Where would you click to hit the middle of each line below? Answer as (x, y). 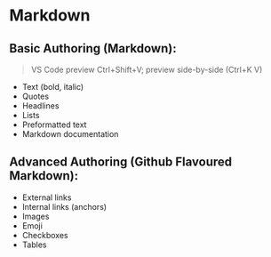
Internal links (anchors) (64, 206)
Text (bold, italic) (53, 87)
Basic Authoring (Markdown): (93, 48)
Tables (34, 245)
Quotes (36, 96)
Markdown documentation (70, 134)
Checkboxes (45, 235)
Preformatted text (54, 124)
